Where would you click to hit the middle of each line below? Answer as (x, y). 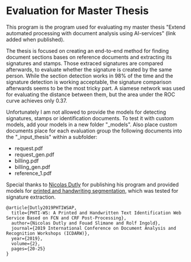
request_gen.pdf (34, 154)
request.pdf (29, 148)
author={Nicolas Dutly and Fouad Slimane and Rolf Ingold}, (86, 223)
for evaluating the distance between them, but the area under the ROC (91, 94)
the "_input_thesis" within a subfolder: (52, 137)
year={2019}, (27, 239)
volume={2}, (26, 244)
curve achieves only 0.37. (37, 100)
